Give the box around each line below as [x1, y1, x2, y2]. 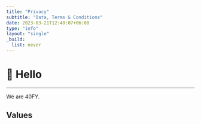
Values [6, 110, 33, 120]
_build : [6, 36, 26, 42]
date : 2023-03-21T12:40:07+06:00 [6, 20, 90, 26]
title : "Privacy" [6, 8, 50, 15]
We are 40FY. [6, 93, 40, 100]
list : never [11, 42, 42, 48]
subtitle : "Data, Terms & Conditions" [6, 14, 103, 20]
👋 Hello [6, 68, 42, 81]
